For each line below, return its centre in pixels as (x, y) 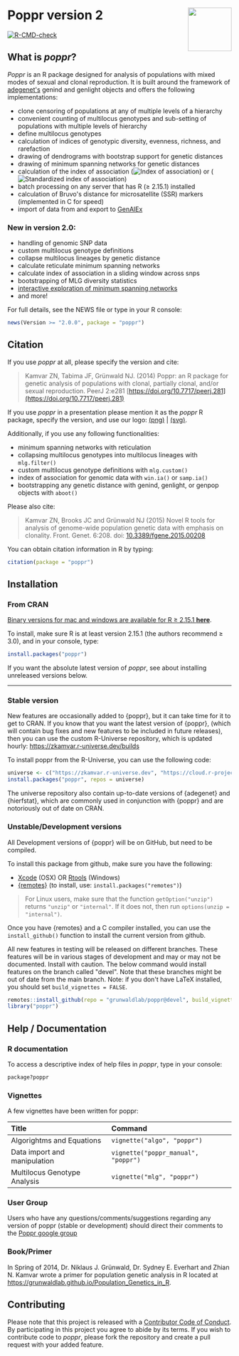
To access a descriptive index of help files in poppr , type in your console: (115, 1064)
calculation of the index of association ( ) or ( (116, 171)
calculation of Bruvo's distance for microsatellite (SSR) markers (111, 194)
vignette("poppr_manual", (155, 1153)
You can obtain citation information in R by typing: (81, 549)
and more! (33, 296)
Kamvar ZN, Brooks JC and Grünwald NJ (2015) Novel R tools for (120, 520)
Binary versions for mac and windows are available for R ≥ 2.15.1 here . (110, 620)
